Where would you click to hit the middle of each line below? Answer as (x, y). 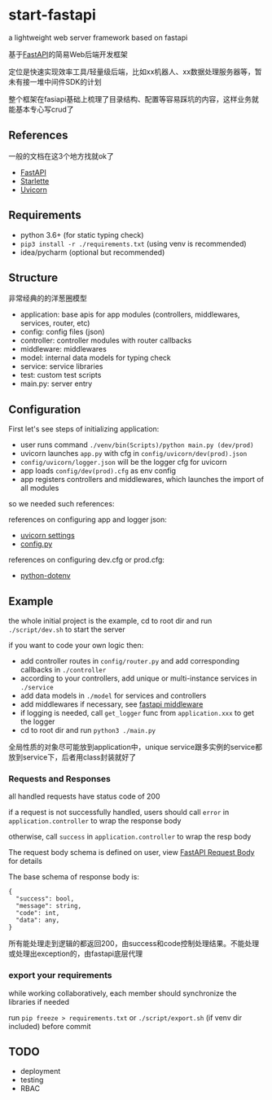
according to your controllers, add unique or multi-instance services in (138, 678)
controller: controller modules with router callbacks (106, 340)
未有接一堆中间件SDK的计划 (55, 81)
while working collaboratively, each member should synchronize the (123, 993)
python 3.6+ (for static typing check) (82, 234)
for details (25, 861)
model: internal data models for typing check (95, 358)
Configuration (45, 409)
